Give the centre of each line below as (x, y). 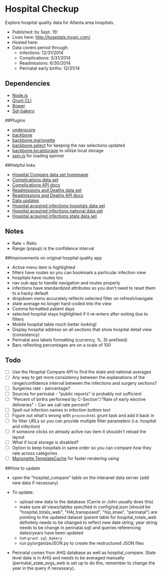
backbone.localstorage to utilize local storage (58, 150)
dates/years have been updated (51, 533)
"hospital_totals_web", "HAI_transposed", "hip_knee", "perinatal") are (88, 512)
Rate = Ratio (24, 243)
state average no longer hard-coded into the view (62, 303)
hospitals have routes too (37, 278)
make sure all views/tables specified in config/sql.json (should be (85, 507)
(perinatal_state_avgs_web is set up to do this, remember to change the (83, 563)
